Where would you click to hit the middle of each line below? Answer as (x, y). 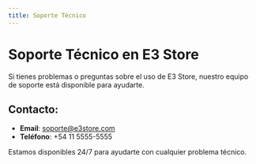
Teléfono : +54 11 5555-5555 (66, 137)
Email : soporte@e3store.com (68, 129)
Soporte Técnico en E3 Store (104, 54)
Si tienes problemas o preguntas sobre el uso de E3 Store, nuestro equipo (128, 76)
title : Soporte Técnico (47, 15)
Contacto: (34, 109)
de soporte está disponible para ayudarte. (76, 84)
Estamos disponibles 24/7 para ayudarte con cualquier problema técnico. (128, 152)
